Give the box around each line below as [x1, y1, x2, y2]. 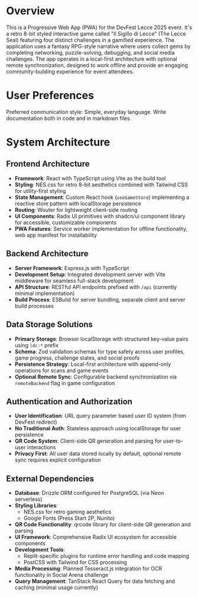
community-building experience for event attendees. [6, 68, 134, 75]
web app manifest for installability [14, 231, 98, 239]
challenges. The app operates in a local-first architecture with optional [6, 55, 177, 62]
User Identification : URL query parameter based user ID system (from [14, 412, 186, 420]
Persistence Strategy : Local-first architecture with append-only [14, 360, 171, 367]
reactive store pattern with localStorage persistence [14, 200, 142, 207]
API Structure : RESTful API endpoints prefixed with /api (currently [14, 283, 177, 290]
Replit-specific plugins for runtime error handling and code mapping [23, 552, 190, 560]
